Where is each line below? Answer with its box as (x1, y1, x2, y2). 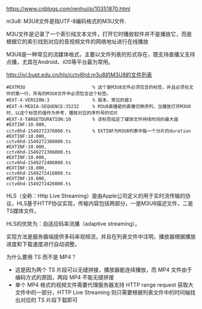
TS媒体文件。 (6, 208, 40, 214)
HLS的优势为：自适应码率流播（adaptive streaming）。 (6, 220, 141, 227)
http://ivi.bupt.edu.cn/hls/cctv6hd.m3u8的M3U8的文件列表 (6, 71, 152, 78)
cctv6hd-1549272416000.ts (6, 170, 71, 176)
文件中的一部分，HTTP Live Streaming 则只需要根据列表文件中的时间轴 (14, 289, 191, 296)
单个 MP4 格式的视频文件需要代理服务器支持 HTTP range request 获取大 (14, 281, 194, 288)
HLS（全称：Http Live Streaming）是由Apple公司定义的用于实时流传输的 (6, 193, 186, 199)
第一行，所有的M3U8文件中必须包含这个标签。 (14, 91, 111, 97)
